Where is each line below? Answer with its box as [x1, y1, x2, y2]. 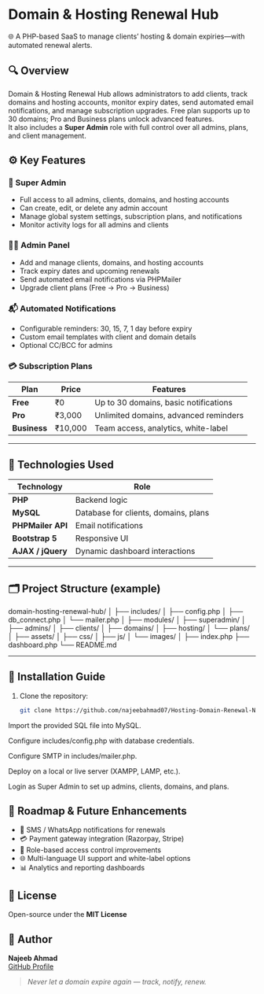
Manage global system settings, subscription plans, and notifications [19, 212, 243, 221]
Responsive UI [75, 533, 129, 544]
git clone [19, 706, 53, 714]
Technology [16, 482, 63, 493]
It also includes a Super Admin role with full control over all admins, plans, [8, 122, 249, 131]
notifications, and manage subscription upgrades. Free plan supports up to [8, 105, 251, 115]
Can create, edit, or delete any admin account [19, 203, 168, 213]
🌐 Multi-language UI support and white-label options [19, 854, 191, 863]
